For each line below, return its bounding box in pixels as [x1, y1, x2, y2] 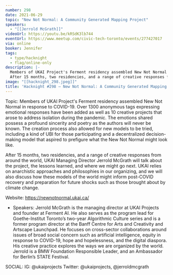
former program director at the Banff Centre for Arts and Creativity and [12, 221, 163, 227]
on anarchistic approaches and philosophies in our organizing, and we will [5, 168, 163, 174]
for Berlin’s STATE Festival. [12, 253, 70, 260]
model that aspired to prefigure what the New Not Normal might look [22, 136, 168, 142]
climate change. [5, 185, 40, 191]
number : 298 [5, 7, 31, 13]
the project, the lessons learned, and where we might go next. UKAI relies [5, 162, 162, 169]
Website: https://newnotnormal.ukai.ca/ [5, 194, 89, 200]
